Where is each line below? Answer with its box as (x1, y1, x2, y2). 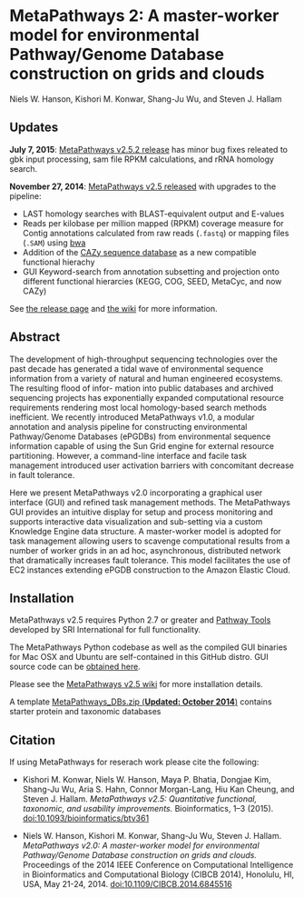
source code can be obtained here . (9, 661, 141, 673)
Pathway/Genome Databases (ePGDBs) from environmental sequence (9, 431, 271, 442)
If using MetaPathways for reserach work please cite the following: (9, 756, 260, 768)
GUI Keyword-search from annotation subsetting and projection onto (22, 265, 279, 277)
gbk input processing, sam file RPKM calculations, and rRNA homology (9, 154, 275, 165)
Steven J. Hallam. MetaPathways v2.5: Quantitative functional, (22, 793, 258, 804)
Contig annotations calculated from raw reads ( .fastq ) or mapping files (22, 227, 289, 238)
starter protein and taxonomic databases (9, 706, 162, 717)
